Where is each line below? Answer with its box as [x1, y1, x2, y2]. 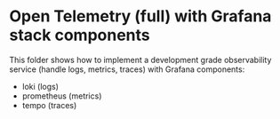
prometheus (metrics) [21, 91, 102, 101]
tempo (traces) [21, 99, 77, 110]
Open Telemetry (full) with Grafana [9, 6, 272, 27]
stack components [9, 25, 150, 45]
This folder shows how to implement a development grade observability [9, 54, 272, 65]
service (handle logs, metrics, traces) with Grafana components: [9, 64, 245, 75]
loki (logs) [21, 81, 60, 91]
